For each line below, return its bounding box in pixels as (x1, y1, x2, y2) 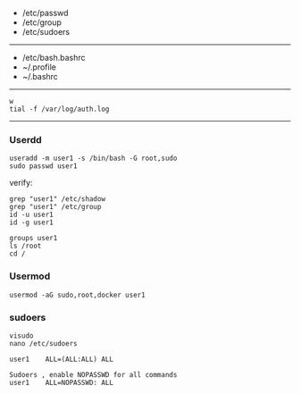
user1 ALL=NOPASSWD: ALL (9, 378, 114, 387)
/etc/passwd (21, 8, 69, 18)
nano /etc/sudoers (9, 339, 78, 348)
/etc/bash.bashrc (21, 53, 87, 63)
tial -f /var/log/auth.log (9, 105, 110, 113)
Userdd (9, 133, 42, 146)
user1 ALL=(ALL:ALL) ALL (9, 355, 114, 364)
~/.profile (21, 62, 56, 72)
